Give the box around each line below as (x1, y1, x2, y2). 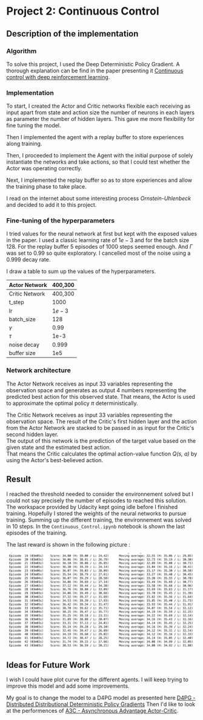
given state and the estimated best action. (6, 443, 111, 451)
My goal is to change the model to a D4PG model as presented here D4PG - (6, 694, 196, 702)
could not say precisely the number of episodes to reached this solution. (6, 497, 187, 504)
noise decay (8, 341, 39, 348)
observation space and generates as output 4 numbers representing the (6, 386, 187, 393)
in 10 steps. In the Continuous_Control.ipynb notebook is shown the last (6, 522, 185, 530)
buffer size (8, 349, 36, 356)
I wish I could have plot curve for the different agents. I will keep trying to (6, 676, 189, 684)
